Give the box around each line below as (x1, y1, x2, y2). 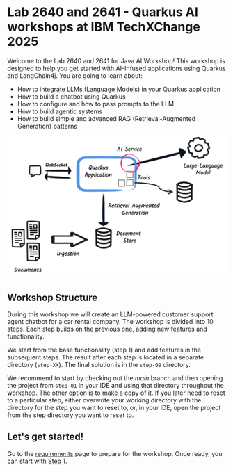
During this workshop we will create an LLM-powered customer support (7, 310, 214, 318)
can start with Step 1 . (7, 457, 67, 465)
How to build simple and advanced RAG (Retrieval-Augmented (17, 114, 196, 122)
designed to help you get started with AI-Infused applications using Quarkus (7, 64, 226, 72)
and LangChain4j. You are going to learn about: (7, 71, 143, 80)
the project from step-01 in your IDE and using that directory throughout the (7, 382, 224, 390)
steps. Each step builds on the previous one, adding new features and (7, 325, 207, 334)
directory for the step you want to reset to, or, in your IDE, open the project (7, 404, 221, 412)
